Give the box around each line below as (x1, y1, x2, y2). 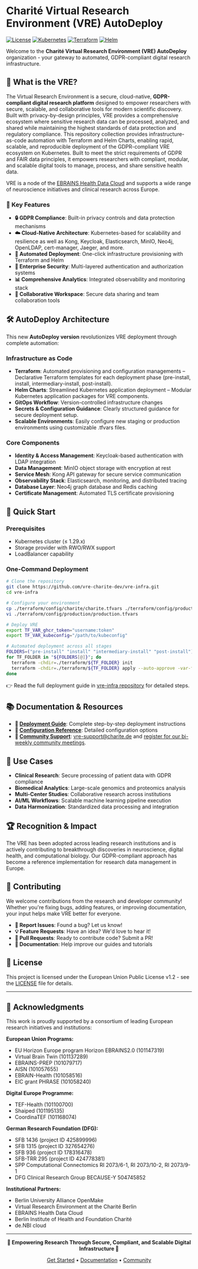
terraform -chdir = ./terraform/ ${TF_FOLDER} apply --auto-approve (11, 665, 176, 671)
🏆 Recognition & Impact (6, 821, 97, 831)
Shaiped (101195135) (14, 1107, 65, 1115)
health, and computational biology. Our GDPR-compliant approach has (6, 852, 177, 859)
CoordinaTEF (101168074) (14, 1113, 77, 1121)
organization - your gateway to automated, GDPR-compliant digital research (6, 54, 190, 61)
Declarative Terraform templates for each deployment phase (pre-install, (14, 374, 191, 381)
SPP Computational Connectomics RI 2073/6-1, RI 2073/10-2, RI (14, 1162, 170, 1169)
